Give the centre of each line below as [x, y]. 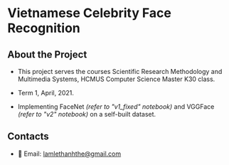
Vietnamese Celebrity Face [90, 13]
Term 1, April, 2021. [46, 93]
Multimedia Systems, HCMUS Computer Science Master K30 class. [116, 79]
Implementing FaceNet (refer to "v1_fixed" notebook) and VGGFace [116, 107]
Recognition [44, 28]
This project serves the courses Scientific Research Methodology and [120, 71]
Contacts [28, 137]
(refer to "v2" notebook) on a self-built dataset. [87, 114]
